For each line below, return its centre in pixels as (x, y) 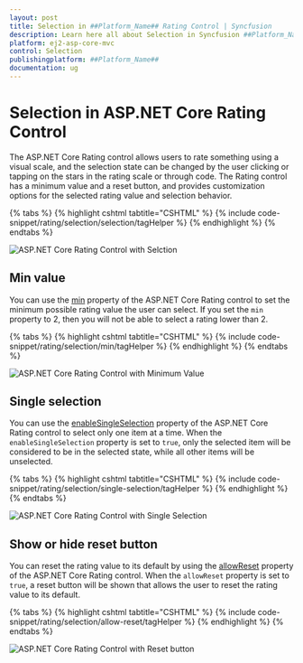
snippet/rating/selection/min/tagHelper (82, 346)
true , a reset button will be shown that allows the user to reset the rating (143, 585)
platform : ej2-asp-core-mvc (62, 43)
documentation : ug (44, 69)
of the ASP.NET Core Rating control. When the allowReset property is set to (150, 575)
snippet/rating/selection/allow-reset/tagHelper (96, 622)
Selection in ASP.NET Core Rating (138, 113)
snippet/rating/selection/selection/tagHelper (92, 222)
